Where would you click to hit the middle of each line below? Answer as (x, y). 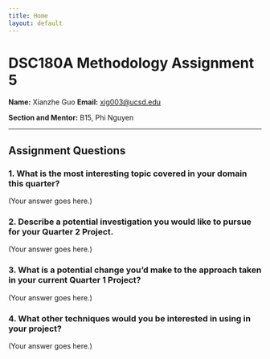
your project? (35, 328)
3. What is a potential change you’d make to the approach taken (135, 270)
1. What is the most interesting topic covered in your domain (128, 173)
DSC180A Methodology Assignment (131, 63)
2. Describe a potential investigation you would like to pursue (130, 222)
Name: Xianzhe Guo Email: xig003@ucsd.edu (85, 102)
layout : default (35, 23)
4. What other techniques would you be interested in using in (130, 318)
